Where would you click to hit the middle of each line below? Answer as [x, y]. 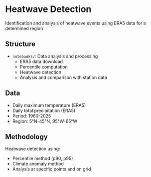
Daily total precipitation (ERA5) [44, 110]
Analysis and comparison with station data [63, 77]
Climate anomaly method [38, 164]
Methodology [27, 137]
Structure [20, 44]
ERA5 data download [41, 61]
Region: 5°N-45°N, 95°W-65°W [45, 121]
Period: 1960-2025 [32, 115]
